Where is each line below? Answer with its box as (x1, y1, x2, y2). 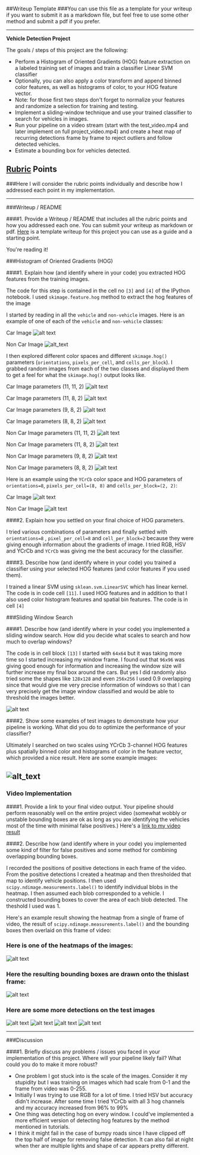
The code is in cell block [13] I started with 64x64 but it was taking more (6, 650, 182, 657)
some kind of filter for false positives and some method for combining (6, 846, 177, 853)
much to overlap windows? (6, 638, 73, 645)
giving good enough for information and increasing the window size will (6, 662, 182, 669)
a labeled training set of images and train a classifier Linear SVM (14, 65, 173, 71)
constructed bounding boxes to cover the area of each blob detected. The (6, 896, 188, 903)
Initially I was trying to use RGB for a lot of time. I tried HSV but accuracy (14, 1092, 193, 1099)
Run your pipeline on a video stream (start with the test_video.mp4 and (14, 122, 189, 128)
